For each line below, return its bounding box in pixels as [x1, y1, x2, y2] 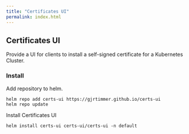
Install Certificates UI [6, 111, 57, 118]
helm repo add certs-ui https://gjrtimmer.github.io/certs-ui [6, 96, 161, 102]
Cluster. [6, 57, 25, 64]
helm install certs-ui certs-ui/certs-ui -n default [6, 123, 138, 129]
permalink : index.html [6, 14, 61, 20]
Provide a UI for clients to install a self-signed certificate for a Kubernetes [6, 51, 183, 58]
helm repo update [6, 101, 49, 107]
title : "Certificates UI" [6, 8, 69, 15]
